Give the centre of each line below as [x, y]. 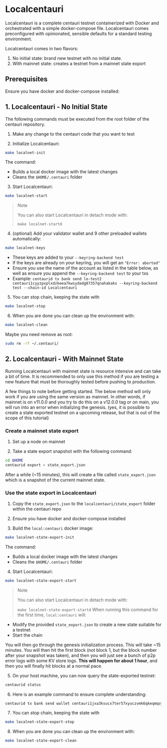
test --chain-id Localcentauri [45, 288]
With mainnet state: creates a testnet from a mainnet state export [79, 63]
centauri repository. [25, 124]
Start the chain [28, 635]
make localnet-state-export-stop [40, 722]
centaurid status [23, 685]
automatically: [27, 239]
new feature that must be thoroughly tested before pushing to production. [81, 381]
